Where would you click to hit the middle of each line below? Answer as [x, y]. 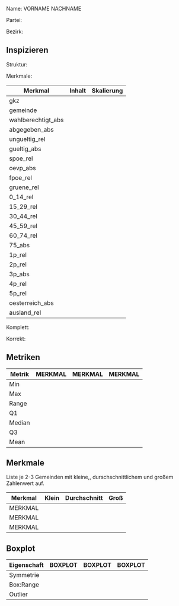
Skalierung [107, 90]
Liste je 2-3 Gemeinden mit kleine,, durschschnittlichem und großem [90, 477]
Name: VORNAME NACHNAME [44, 9]
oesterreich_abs [32, 303]
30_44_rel [23, 216]
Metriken [23, 357]
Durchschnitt [84, 498]
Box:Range [24, 585]
